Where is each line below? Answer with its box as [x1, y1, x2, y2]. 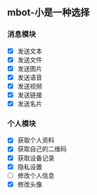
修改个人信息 [17, 171, 54, 180]
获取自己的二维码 [17, 144, 67, 153]
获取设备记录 [17, 154, 54, 162]
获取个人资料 [17, 136, 54, 144]
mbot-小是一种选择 [7, 6, 90, 19]
